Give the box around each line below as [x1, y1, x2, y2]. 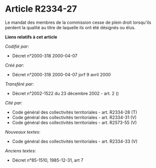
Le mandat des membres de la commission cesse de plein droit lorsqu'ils [5, 19, 152, 25]
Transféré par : [5, 81, 34, 87]
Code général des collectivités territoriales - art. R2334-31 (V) [12, 114, 137, 120]
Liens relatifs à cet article [5, 34, 58, 40]
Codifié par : [5, 43, 29, 49]
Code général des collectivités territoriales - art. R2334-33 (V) [12, 138, 138, 144]
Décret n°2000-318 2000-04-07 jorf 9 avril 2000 [12, 71, 111, 77]
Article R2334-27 [5, 3, 77, 15]
